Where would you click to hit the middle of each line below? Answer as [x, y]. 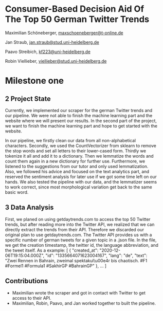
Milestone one [35, 81]
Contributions [27, 281]
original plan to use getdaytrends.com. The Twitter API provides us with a [79, 235]
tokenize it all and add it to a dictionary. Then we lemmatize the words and [80, 156]
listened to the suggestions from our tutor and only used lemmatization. [77, 166]
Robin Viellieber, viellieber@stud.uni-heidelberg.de [56, 61]
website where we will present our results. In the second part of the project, [81, 121]
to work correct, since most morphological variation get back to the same [79, 187]
